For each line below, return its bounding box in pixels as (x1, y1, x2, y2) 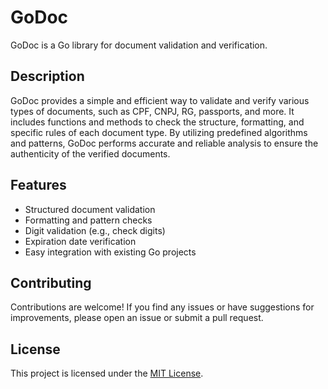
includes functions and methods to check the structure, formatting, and (10, 116, 305, 128)
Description (10, 68, 85, 85)
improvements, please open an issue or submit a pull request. (10, 312, 264, 324)
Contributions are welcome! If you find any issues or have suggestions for (10, 301, 315, 313)
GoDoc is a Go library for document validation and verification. (10, 39, 268, 51)
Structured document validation (24, 203, 156, 215)
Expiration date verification (24, 235, 137, 247)
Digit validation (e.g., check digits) (24, 224, 166, 236)
